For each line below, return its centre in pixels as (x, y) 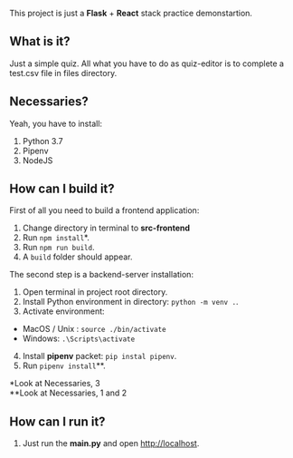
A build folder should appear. (77, 257)
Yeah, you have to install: (56, 123)
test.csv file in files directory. (63, 73)
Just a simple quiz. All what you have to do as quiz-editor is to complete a (147, 63)
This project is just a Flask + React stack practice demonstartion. (131, 13)
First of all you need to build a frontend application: (104, 210)
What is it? (40, 41)
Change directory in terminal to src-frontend (106, 228)
